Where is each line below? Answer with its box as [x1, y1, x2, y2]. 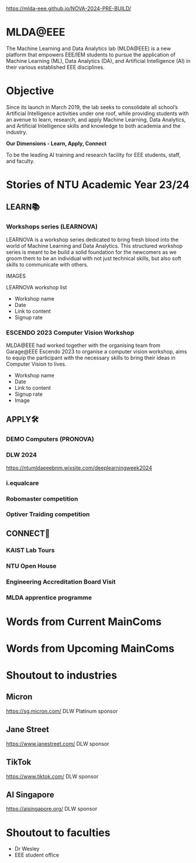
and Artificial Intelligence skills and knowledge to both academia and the [6, 122, 181, 129]
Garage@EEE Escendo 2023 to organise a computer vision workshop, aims [6, 348, 187, 355]
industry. [6, 129, 27, 136]
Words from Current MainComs [6, 615, 162, 628]
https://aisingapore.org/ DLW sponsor [6, 805, 98, 813]
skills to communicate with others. [6, 261, 89, 268]
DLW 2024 [6, 451, 37, 459]
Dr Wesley [14, 845, 40, 852]
